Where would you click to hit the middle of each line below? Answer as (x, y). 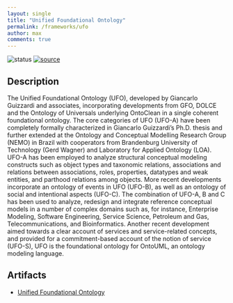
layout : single (29, 14)
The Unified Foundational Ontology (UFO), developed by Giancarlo (103, 98)
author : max (24, 33)
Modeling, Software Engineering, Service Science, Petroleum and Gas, (108, 216)
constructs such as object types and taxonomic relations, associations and (114, 164)
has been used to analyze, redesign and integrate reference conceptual (110, 201)
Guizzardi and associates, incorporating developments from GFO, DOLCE (112, 105)
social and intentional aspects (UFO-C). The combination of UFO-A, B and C (116, 194)
